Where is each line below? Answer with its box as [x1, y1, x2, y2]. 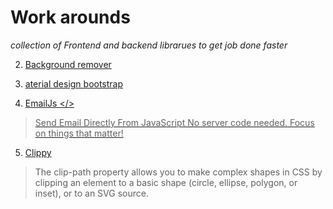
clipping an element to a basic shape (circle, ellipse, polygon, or [34, 176, 298, 188]
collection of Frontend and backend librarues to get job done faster [10, 39, 288, 51]
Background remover [24, 58, 112, 70]
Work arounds [10, 6, 131, 29]
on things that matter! [34, 127, 124, 139]
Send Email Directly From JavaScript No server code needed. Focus [34, 116, 315, 128]
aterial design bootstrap [24, 77, 124, 90]
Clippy [24, 146, 52, 158]
